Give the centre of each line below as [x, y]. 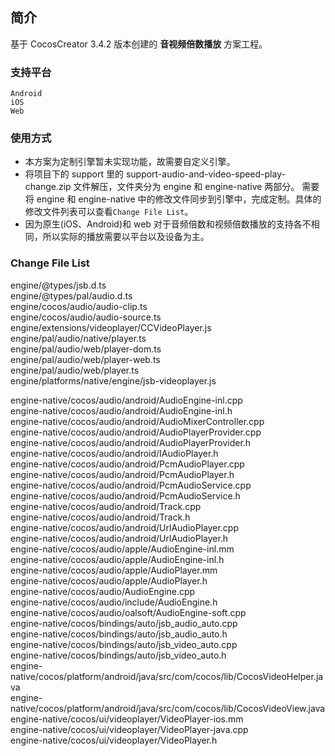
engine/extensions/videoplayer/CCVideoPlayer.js [111, 327]
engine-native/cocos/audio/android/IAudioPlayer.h [114, 453]
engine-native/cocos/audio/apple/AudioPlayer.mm [114, 570]
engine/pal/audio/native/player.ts [78, 338]
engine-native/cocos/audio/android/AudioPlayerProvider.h [131, 442]
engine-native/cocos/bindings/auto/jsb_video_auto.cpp [124, 644]
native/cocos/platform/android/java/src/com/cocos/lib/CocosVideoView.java [168, 708]
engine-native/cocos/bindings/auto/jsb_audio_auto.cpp [124, 623]
